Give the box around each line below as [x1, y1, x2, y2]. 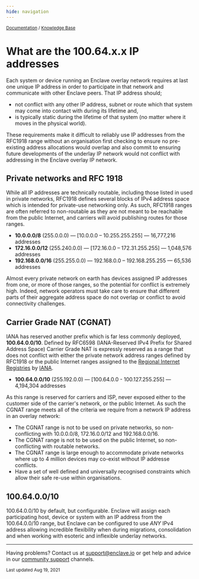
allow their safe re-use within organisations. [14, 474, 122, 481]
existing [6, 143, 25, 151]
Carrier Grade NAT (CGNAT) [6, 317, 111, 327]
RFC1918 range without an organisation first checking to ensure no [6, 137, 169, 144]
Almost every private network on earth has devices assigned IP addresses [6, 275, 188, 282]
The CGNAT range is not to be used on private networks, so [14, 424, 161, 431]
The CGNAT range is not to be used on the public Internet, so [14, 436, 165, 444]
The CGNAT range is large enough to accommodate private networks [14, 449, 184, 456]
